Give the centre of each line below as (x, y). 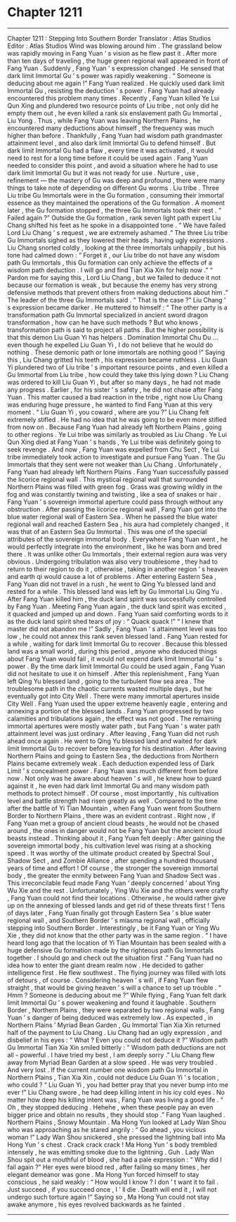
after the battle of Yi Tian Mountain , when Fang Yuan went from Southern (114, 808)
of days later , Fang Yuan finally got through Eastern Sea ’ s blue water (109, 912)
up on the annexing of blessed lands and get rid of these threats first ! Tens (116, 905)
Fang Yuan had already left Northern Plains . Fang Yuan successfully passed (118, 471)
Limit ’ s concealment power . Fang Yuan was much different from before (113, 770)
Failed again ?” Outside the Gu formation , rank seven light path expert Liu (114, 217)
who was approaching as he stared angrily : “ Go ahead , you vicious (107, 1129)
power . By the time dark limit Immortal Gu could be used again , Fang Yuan (117, 666)
